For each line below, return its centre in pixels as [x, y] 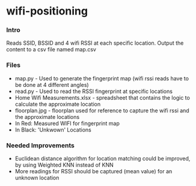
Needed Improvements [41, 145]
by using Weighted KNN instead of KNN [64, 165]
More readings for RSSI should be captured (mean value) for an [93, 172]
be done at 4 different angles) [52, 85]
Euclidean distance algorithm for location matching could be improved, [103, 159]
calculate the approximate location [58, 104]
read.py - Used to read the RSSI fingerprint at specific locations [94, 91]
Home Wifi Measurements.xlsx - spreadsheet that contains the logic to [103, 97]
